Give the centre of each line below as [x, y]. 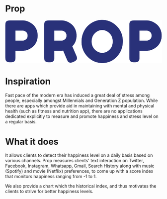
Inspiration [28, 81]
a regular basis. [21, 121]
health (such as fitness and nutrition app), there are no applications [74, 111]
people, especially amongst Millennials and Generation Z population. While [82, 100]
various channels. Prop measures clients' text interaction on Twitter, [75, 161]
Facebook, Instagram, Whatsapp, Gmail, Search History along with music [80, 166]
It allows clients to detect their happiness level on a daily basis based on [79, 155]
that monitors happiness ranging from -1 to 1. [51, 177]
